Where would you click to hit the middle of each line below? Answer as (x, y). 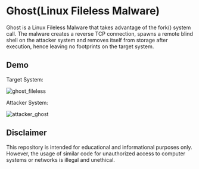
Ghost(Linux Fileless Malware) (83, 11)
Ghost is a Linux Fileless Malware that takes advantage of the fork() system (99, 27)
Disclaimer (27, 133)
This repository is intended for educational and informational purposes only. (99, 147)
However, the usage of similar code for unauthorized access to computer (96, 154)
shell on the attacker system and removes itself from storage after (87, 40)
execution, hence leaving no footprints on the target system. (80, 46)
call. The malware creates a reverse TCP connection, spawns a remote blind (100, 33)
